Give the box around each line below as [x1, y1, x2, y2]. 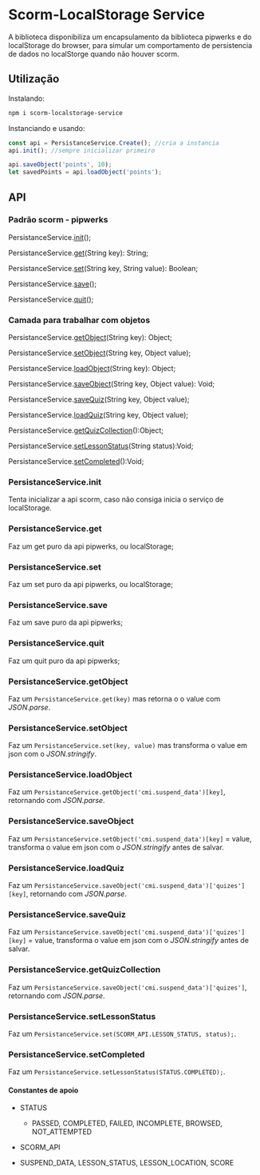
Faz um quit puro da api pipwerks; [8, 656, 120, 665]
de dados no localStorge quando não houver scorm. [8, 49, 179, 58]
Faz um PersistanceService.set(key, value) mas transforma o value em [8, 741, 248, 750]
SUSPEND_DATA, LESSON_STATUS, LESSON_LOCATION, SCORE [19, 1158, 234, 1168]
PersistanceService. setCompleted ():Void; [8, 457, 144, 466]
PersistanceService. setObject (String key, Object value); [8, 348, 191, 358]
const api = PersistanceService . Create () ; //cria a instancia [8, 138, 219, 147]
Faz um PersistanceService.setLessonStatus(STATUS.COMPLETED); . [8, 1067, 226, 1077]
